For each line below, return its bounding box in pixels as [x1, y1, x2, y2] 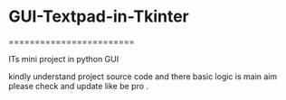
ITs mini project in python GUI [8, 53, 119, 64]
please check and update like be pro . [8, 80, 149, 91]
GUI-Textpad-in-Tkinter [8, 6, 189, 27]
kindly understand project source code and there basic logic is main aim [8, 70, 278, 82]
